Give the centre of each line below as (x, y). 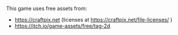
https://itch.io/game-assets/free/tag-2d (62, 26)
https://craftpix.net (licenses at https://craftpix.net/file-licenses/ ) (93, 20)
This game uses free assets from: (46, 8)
